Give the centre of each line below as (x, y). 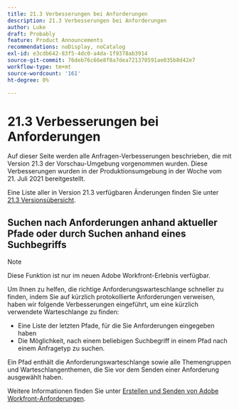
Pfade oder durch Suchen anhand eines (97, 233)
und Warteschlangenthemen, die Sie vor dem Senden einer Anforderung (113, 369)
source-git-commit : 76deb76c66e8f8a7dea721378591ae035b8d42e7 (101, 60)
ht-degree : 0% (28, 80)
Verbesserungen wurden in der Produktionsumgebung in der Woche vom (115, 171)
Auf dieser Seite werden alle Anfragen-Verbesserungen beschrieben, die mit (119, 156)
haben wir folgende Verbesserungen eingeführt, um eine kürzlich (103, 304)
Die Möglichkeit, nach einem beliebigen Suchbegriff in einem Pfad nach (122, 341)
